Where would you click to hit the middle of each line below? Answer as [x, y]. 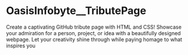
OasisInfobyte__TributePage [76, 11]
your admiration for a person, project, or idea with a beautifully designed [93, 33]
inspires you [21, 46]
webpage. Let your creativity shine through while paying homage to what [94, 39]
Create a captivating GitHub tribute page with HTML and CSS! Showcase [94, 27]
